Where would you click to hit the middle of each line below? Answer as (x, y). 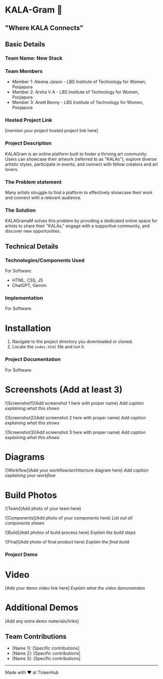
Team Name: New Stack (34, 58)
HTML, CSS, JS (27, 280)
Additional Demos (42, 608)
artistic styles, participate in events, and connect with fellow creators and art (81, 164)
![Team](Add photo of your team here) (43, 509)
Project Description (28, 143)
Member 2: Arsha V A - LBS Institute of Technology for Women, (75, 92)
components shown (25, 523)
